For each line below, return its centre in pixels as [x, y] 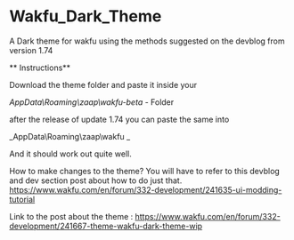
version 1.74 [31, 50]
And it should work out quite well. [70, 154]
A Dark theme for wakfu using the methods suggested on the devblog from [147, 41]
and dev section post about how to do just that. [96, 180]
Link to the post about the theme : [71, 216]
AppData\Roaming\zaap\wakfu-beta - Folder [92, 102]
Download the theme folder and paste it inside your [103, 84]
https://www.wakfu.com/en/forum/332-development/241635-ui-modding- [146, 189]
